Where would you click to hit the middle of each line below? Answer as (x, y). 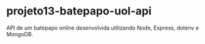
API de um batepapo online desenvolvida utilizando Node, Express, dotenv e (102, 28)
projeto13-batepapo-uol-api (79, 11)
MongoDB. (20, 34)
